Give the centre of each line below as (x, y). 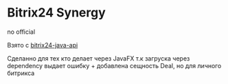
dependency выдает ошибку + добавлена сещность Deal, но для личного (114, 65)
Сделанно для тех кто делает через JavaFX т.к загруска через (99, 58)
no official (21, 32)
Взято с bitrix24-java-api (43, 45)
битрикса (21, 73)
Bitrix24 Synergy (57, 13)
